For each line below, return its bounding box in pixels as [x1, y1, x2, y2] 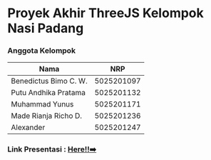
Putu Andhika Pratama [11, 88, 86, 98]
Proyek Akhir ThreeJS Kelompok [7, 5, 205, 21]
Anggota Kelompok [7, 46, 76, 56]
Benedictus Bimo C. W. [11, 76, 88, 86]
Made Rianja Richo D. [11, 111, 83, 121]
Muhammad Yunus [11, 99, 74, 109]
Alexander [11, 123, 46, 133]
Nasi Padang [7, 20, 84, 36]
